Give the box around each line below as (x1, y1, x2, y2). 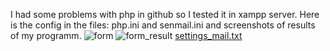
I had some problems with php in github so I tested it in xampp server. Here (10, 9, 320, 20)
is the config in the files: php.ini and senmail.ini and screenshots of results (10, 19, 316, 31)
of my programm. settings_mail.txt (10, 30, 243, 41)
